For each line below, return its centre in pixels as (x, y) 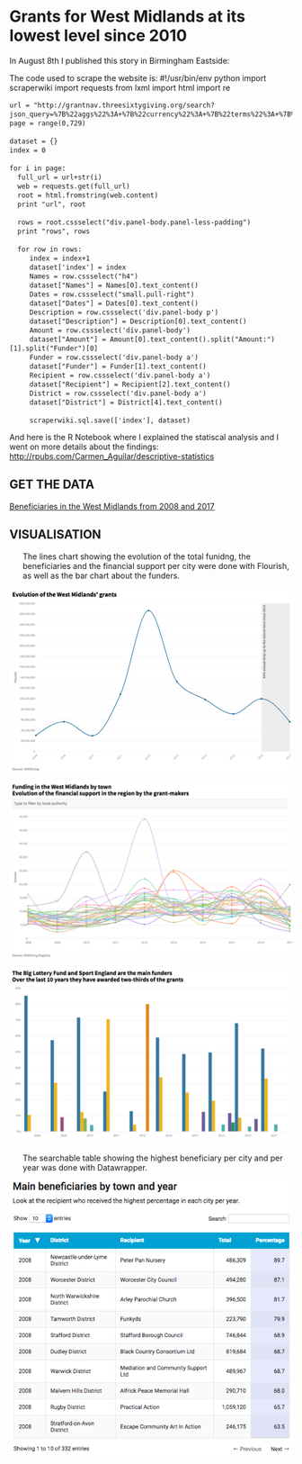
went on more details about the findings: (84, 447)
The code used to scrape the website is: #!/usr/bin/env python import (138, 77)
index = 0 (28, 150)
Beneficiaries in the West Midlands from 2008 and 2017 (112, 506)
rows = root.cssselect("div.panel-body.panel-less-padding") (134, 222)
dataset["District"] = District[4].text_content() (126, 402)
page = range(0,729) (48, 123)
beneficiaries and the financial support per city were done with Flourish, (155, 565)
